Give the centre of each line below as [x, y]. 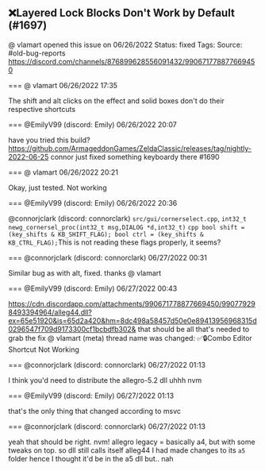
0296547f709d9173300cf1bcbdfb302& [72, 329]
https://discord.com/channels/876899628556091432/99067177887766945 [132, 61]
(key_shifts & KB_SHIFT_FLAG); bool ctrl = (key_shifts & [106, 234]
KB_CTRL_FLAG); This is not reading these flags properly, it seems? [115, 242]
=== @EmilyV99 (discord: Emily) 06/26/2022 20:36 [93, 203]
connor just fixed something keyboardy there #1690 [135, 156]
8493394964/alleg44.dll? [50, 312]
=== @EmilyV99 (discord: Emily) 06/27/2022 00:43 [93, 288]
